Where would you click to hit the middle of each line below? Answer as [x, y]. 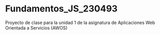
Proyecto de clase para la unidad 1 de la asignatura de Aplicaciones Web [80, 22]
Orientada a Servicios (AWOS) [36, 27]
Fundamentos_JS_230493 [61, 9]
